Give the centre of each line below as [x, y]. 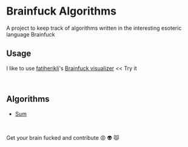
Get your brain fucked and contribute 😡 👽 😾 [63, 137]
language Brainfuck [31, 34]
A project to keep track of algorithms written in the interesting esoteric [94, 28]
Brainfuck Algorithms [62, 11]
